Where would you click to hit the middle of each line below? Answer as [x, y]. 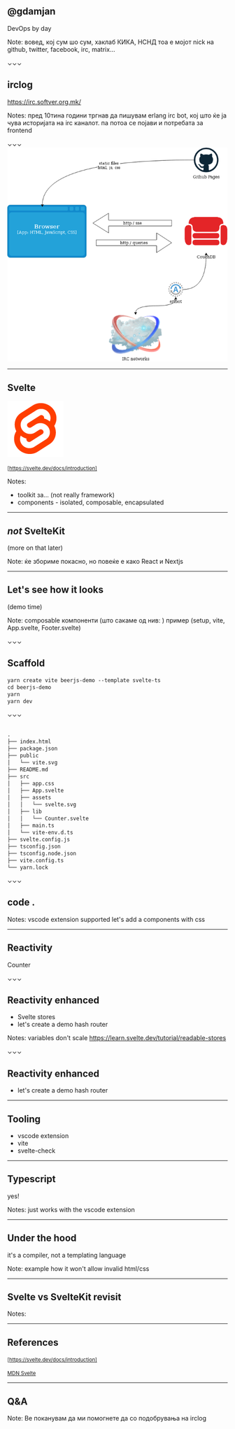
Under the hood [42, 1238]
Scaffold [26, 663]
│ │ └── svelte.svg [42, 804]
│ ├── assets [29, 797]
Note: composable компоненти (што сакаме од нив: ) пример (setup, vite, [116, 620]
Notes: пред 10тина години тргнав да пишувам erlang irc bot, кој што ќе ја [117, 115]
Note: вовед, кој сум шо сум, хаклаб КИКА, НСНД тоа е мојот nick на [111, 42]
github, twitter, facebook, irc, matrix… [61, 49]
